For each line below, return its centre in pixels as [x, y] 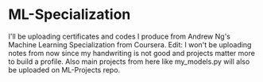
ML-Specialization [70, 15]
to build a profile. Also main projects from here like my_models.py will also [129, 61]
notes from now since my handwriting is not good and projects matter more [132, 53]
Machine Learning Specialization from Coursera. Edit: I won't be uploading [130, 44]
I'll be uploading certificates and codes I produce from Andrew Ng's [119, 36]
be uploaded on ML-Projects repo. [64, 69]
